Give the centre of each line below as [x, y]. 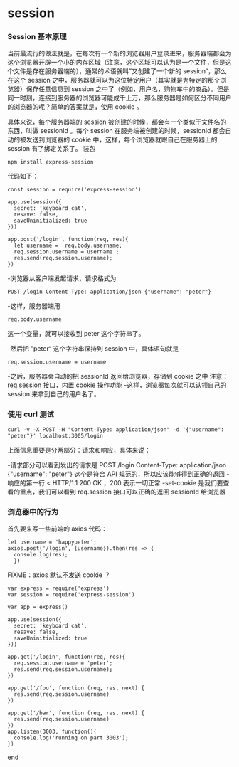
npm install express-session [51, 162]
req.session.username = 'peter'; [63, 663]
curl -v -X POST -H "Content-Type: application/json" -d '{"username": [116, 429]
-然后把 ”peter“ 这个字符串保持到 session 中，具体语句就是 [93, 349]
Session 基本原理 [37, 37]
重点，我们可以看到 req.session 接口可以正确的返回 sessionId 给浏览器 [123, 492]
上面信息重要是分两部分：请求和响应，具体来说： [79, 450]
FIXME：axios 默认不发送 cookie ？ [59, 575]
